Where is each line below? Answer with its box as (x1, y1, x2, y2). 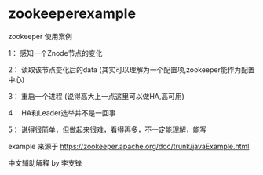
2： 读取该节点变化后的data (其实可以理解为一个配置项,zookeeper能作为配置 (8, 64, 255, 75)
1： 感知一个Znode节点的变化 (8, 48, 103, 57)
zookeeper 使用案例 (8, 31, 72, 41)
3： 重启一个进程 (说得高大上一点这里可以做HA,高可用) (8, 91, 184, 100)
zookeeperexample (8, 5, 136, 23)
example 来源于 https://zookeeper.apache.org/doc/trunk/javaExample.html (8, 141, 250, 151)
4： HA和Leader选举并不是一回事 (8, 108, 116, 118)
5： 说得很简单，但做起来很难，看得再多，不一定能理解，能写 (8, 125, 207, 134)
